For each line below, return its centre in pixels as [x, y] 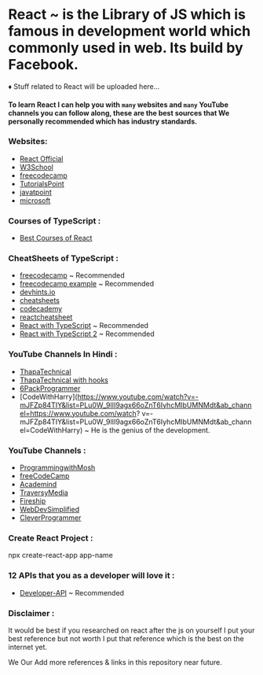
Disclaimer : [31, 613]
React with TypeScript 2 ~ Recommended [87, 334]
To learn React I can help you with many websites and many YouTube [119, 105]
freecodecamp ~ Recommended [72, 275]
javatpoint [36, 192]
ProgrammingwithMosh [57, 468]
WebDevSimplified [49, 510]
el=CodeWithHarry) [51, 430]
